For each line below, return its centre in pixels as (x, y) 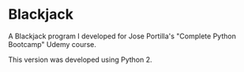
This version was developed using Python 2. (80, 59)
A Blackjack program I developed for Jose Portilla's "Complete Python (122, 36)
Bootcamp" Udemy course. (53, 44)
